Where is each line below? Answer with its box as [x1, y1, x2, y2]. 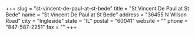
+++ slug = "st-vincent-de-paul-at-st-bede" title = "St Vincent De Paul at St [5, 5, 190, 12]
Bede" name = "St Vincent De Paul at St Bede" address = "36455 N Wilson [5, 11, 187, 18]
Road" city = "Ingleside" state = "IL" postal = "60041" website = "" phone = [5, 17, 188, 24]
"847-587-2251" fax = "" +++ [5, 23, 77, 30]
